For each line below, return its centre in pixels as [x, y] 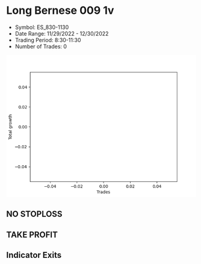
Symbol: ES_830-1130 [42, 27]
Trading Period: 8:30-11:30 [48, 40]
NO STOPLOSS [34, 214]
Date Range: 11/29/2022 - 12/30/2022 [62, 33]
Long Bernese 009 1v [60, 11]
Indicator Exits [34, 255]
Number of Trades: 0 [41, 46]
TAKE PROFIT [32, 235]
